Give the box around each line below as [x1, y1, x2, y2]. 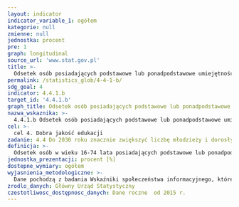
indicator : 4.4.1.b [7, 90, 65, 97]
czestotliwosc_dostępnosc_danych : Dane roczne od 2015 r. [7, 189, 186, 196]
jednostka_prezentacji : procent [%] [7, 156, 116, 164]
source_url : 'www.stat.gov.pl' [7, 57, 100, 64]
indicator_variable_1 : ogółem [7, 17, 97, 24]
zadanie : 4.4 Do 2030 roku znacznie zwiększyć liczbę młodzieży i [7, 136, 208, 143]
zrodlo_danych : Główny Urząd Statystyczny [7, 182, 135, 189]
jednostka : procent [7, 37, 65, 44]
